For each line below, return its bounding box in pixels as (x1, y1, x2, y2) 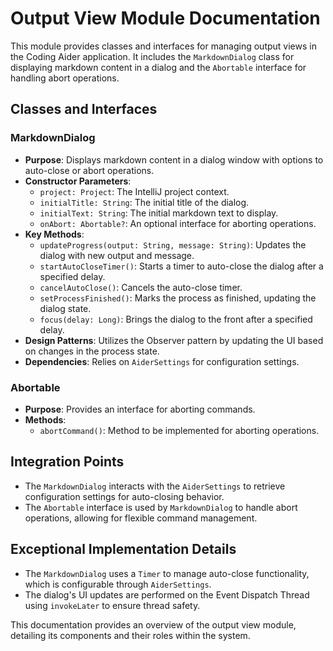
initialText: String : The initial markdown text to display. (39, 207, 279, 219)
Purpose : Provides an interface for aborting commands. (24, 403, 256, 415)
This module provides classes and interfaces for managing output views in (10, 40, 317, 52)
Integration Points (10, 453, 125, 471)
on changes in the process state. (24, 345, 160, 357)
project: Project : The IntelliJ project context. (39, 185, 230, 197)
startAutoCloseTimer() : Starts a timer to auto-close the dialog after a (39, 260, 324, 272)
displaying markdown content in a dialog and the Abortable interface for (10, 61, 307, 73)
